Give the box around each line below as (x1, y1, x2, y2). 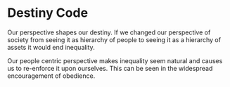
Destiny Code (7, 5, 89, 21)
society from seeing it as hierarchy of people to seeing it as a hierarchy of (7, 35, 222, 43)
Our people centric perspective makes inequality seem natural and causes (7, 56, 223, 65)
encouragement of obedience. (7, 72, 96, 80)
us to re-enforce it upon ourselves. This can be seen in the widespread (7, 64, 213, 72)
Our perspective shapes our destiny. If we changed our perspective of (7, 28, 211, 36)
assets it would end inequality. (7, 43, 95, 51)
